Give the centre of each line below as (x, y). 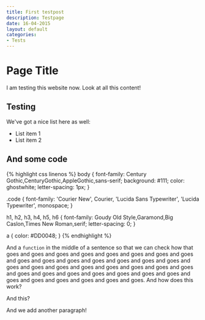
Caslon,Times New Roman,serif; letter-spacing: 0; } (71, 223)
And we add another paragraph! (47, 310)
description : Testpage (35, 18)
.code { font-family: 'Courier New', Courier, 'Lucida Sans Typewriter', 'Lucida (103, 199)
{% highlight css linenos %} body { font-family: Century (76, 174)
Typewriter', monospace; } (40, 205)
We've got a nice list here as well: (48, 121)
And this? (18, 298)
